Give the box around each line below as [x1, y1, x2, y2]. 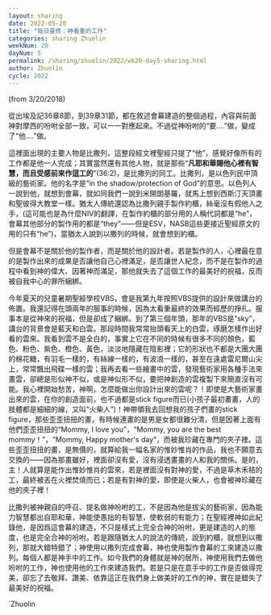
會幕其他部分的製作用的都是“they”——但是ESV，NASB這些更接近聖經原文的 [8, 219, 261, 228]
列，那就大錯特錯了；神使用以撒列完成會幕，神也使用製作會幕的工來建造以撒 [8, 542, 263, 552]
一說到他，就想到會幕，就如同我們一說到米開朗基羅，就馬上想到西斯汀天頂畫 [8, 188, 263, 198]
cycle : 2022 [8, 72, 48, 80]
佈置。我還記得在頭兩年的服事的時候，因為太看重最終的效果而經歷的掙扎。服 [8, 303, 263, 313]
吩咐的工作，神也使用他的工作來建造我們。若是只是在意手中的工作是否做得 [8, 563, 256, 572]
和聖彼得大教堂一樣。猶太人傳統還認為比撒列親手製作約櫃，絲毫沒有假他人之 [8, 199, 263, 208]
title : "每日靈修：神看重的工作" [8, 27, 107, 35]
